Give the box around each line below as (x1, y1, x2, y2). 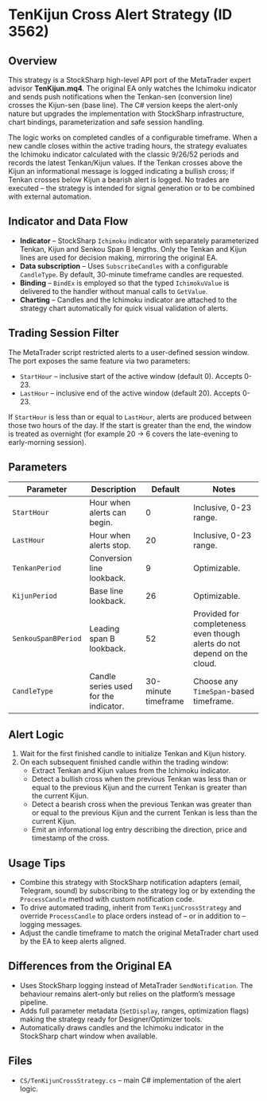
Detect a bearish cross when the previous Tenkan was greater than (31, 800, 252, 809)
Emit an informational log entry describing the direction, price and (31, 825, 247, 835)
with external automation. (8, 192, 91, 201)
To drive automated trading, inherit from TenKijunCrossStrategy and (19, 903, 242, 913)
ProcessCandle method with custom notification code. (19, 894, 195, 904)
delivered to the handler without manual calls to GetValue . (19, 286, 208, 296)
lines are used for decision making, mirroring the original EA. (19, 253, 219, 262)
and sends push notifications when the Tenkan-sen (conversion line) (8, 92, 233, 101)
